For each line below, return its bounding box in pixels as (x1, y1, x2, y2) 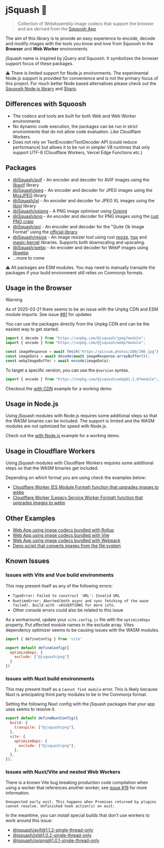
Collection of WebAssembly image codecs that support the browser (17, 21, 154, 26)
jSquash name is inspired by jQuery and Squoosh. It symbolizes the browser (5, 55, 159, 61)
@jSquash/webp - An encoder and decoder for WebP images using (12, 244, 148, 250)
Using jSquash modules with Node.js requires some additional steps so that (5, 413, 158, 419)
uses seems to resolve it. (5, 706, 56, 712)
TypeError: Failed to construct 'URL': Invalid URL (12, 593, 120, 598)
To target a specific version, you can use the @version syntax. (5, 367, 130, 373)
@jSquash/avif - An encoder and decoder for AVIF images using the (12, 177, 150, 183)
